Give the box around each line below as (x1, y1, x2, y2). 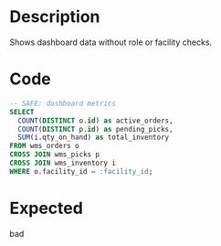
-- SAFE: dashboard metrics (9, 99, 117, 108)
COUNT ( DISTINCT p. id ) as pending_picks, (17, 124, 174, 134)
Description (9, 6, 100, 27)
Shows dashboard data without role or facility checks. (9, 37, 213, 48)
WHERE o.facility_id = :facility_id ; (9, 166, 153, 176)
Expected (9, 198, 84, 219)
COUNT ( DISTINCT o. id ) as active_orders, (17, 116, 174, 125)
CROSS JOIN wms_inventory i (9, 158, 117, 167)
